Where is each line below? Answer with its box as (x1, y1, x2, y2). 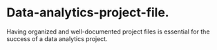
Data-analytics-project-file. (6, 5, 170, 21)
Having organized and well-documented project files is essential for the (6, 27, 210, 36)
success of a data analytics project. (6, 34, 108, 42)
